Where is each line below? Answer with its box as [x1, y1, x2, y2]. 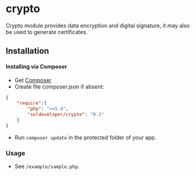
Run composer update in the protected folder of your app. [14, 134, 156, 141]
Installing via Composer [5, 63, 68, 70]
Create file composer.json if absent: [14, 83, 105, 90]
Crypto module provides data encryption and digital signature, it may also [5, 22, 190, 29]
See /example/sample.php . [14, 163, 80, 170]
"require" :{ [16, 100, 47, 106]
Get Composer [14, 76, 52, 84]
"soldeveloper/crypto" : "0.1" [27, 112, 104, 118]
